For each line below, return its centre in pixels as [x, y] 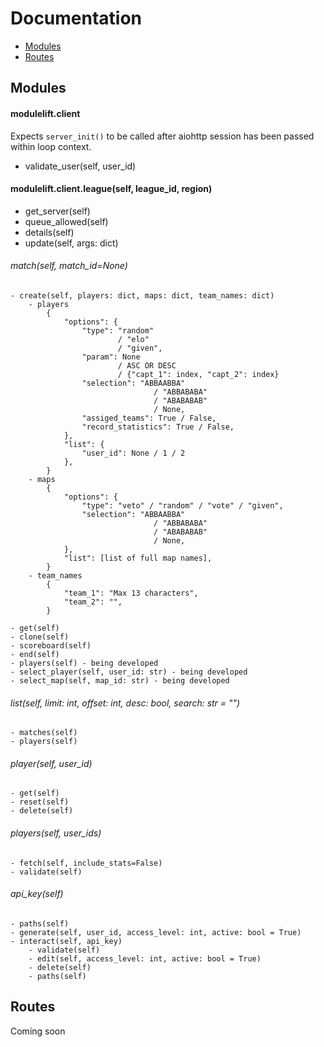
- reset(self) [40, 802]
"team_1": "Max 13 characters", [131, 593]
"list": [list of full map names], [138, 558]
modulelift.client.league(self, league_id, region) [111, 189]
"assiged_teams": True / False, [149, 418]
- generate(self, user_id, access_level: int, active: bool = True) [156, 932]
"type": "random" [118, 330]
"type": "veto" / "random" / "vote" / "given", [182, 505]
